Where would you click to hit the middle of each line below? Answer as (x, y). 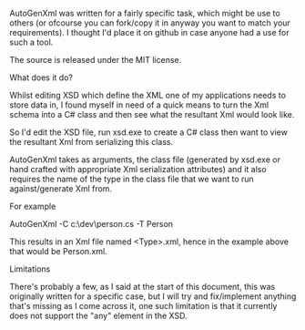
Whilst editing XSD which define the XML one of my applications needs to (148, 95)
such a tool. (31, 42)
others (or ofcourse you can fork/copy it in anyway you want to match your (150, 23)
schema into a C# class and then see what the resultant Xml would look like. (152, 114)
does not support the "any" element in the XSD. (98, 315)
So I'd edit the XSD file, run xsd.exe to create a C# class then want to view (149, 132)
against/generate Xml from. (61, 189)
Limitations (30, 269)
